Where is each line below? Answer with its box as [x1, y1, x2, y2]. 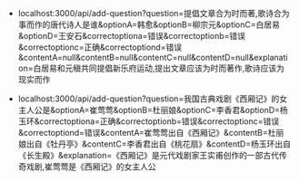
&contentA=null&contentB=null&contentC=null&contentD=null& [17, 52, 254, 62]
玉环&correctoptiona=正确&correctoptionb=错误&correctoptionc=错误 [17, 116, 280, 127]
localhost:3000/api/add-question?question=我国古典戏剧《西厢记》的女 [17, 93, 288, 104]
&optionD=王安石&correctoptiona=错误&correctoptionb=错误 [17, 31, 246, 41]
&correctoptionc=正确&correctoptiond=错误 [17, 42, 183, 52]
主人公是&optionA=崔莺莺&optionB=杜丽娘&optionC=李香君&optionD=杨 [17, 105, 288, 115]
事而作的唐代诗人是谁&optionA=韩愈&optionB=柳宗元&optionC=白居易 [17, 19, 280, 30]
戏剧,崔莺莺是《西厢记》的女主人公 [25, 161, 156, 172]
